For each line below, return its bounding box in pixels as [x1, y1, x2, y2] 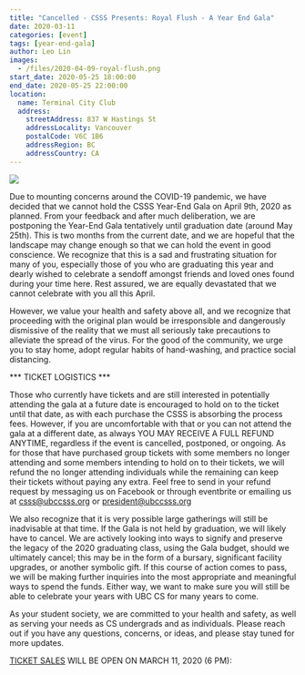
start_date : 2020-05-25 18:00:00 [9, 73, 137, 82]
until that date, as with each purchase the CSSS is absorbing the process [9, 408, 283, 419]
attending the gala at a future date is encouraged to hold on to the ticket [9, 398, 280, 410]
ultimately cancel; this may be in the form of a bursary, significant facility [9, 552, 282, 563]
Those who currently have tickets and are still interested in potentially [9, 389, 270, 400]
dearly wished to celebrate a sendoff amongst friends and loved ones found [9, 268, 295, 279]
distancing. [9, 353, 52, 364]
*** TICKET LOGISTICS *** [9, 371, 111, 383]
